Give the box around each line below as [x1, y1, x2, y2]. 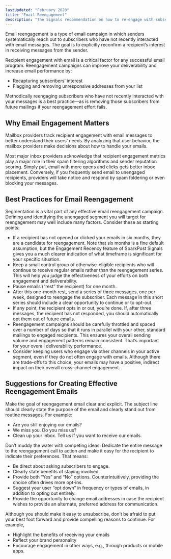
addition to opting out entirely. [12, 490, 76, 496]
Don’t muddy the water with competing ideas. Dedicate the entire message [5, 442, 162, 448]
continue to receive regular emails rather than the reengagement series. [12, 267, 164, 273]
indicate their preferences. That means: [5, 453, 88, 459]
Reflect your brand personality [12, 537, 77, 543]
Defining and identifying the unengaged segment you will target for [5, 214, 146, 220]
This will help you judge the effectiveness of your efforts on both [12, 272, 149, 278]
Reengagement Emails [5, 387, 78, 396]
